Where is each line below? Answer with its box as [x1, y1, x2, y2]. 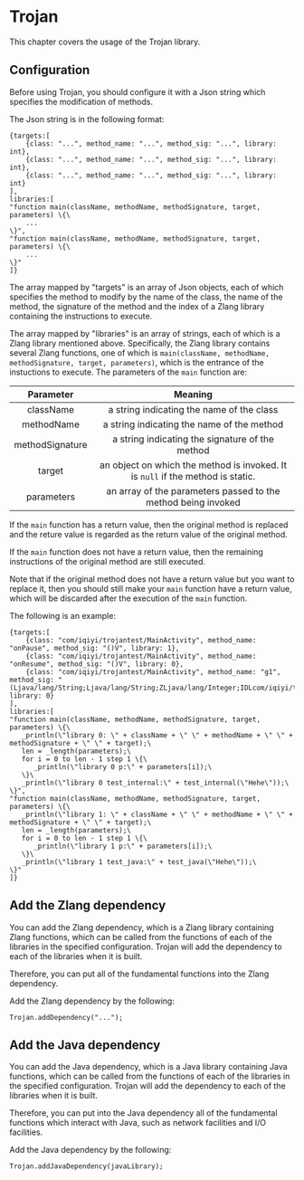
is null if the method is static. [130, 470, 256, 482]
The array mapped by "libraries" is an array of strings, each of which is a [9, 328, 280, 338]
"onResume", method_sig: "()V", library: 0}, [9, 659, 184, 669]
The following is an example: [9, 610, 116, 621]
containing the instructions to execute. [9, 310, 153, 321]
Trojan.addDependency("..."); [9, 1013, 124, 1022]
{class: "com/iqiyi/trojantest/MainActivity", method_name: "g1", [25, 667, 281, 676]
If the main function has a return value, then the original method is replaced [9, 519, 289, 530]
